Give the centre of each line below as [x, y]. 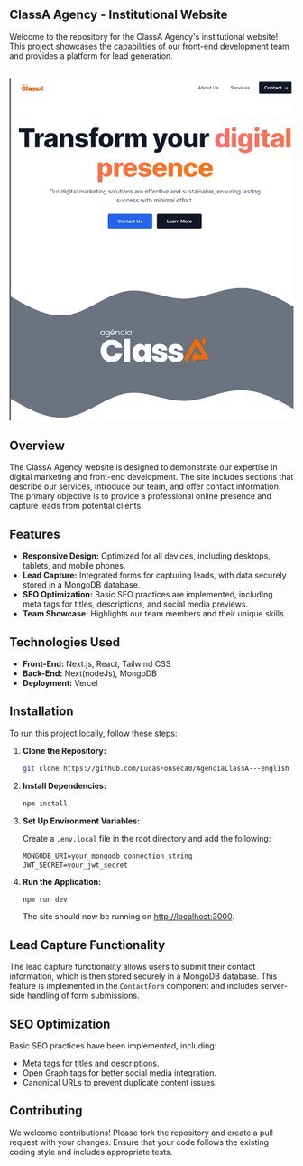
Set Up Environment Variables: [81, 821]
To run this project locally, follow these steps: [93, 733]
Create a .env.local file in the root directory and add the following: [147, 838]
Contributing [46, 1111]
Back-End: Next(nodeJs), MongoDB [90, 673]
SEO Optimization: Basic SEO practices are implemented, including [147, 595]
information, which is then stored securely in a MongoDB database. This [143, 976]
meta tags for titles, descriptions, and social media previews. [135, 604]
